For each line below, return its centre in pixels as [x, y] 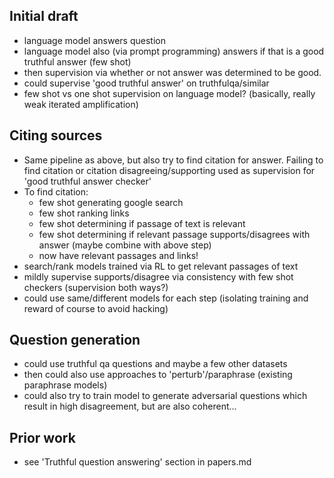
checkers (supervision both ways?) [96, 287]
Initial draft [44, 16]
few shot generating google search [111, 202]
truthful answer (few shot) [77, 61]
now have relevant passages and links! [118, 255]
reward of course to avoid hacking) [96, 308]
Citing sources [56, 135]
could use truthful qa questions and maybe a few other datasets [155, 364]
